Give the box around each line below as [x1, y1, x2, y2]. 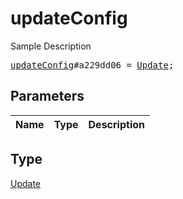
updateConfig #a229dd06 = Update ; [10, 59, 175, 71]
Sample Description [10, 40, 92, 52]
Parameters [10, 88, 85, 105]
